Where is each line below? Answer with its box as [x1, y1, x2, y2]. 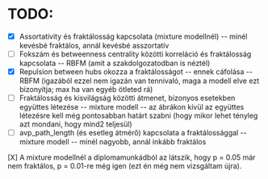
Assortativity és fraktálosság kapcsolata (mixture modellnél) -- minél [19, 31, 248, 41]
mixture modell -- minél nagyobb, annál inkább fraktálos [19, 137, 207, 147]
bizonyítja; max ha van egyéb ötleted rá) [19, 85, 153, 94]
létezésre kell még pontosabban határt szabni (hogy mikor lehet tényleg [19, 110, 258, 121]
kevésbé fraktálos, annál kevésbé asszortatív [19, 41, 170, 50]
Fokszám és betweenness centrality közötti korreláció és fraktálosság [19, 49, 252, 59]
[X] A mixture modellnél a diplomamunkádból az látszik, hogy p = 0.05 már [7, 152, 256, 162]
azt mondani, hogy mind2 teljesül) [19, 119, 132, 129]
